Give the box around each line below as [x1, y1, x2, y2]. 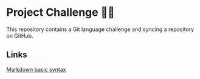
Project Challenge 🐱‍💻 [6, 5, 116, 19]
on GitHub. [6, 32, 33, 39]
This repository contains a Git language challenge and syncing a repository [6, 26, 195, 33]
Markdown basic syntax [6, 66, 66, 73]
